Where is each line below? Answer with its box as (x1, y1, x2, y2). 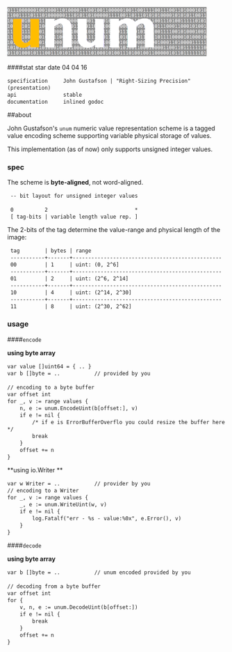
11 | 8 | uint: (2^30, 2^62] (10, 303, 132, 310)
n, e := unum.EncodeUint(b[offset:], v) (19, 405, 138, 412)
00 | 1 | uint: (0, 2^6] (10, 261, 119, 268)
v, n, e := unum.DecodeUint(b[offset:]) (19, 603, 138, 611)
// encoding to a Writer (7, 487, 79, 494)
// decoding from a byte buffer (7, 582, 101, 590)
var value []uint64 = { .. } (7, 363, 92, 370)
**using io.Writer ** (7, 465, 63, 474)
